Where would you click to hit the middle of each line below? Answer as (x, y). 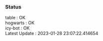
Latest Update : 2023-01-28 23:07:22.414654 (52, 34)
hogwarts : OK (20, 23)
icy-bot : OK (17, 28)
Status (13, 7)
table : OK (15, 18)
